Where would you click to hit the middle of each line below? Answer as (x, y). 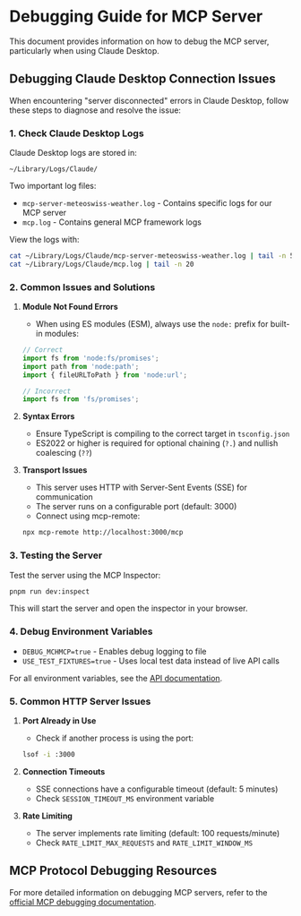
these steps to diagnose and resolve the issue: (95, 110)
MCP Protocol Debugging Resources (113, 871)
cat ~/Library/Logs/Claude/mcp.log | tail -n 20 (102, 264)
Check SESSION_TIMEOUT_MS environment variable (125, 798)
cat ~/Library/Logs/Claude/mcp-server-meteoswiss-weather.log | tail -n (148, 256)
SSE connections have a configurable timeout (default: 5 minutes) (157, 789)
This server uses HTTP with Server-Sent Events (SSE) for (142, 488)
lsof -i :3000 (48, 754)
